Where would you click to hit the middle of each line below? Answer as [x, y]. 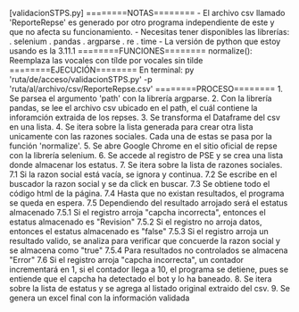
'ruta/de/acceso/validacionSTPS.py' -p [81, 79]
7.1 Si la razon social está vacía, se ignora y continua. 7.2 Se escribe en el [143, 174]
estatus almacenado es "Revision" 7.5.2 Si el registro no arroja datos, [136, 222]
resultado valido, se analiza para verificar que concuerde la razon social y [145, 241]
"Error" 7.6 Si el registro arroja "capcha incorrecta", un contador [126, 260]
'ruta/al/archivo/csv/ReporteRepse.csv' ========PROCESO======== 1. [146, 89]
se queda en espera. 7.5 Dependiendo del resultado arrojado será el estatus [149, 203]
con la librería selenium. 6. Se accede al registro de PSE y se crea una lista [146, 155]
